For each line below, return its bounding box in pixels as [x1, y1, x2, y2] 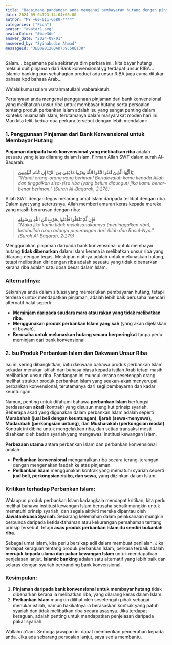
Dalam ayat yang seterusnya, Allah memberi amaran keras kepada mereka [5, 201, 162, 207]
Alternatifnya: [5, 277, 41, 284]
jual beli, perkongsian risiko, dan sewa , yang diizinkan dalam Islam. [12, 472, 157, 479]
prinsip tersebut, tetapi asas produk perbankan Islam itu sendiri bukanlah [5, 524, 163, 530]
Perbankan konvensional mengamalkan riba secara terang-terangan [12, 456, 159, 463]
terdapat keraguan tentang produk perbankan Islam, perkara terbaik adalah [5, 545, 164, 551]
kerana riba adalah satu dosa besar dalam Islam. [5, 264, 107, 271]
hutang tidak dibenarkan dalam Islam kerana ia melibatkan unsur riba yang [5, 248, 164, 254]
